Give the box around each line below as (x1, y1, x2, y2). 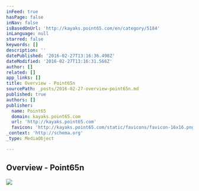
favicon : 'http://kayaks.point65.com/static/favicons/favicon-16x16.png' (11, 125, 197, 130)
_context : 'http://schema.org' (6, 130, 84, 136)
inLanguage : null (6, 31, 49, 37)
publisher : (6, 102, 33, 109)
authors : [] (6, 97, 36, 103)
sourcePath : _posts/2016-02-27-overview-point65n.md (6, 86, 139, 92)
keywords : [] (6, 42, 38, 48)
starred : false (6, 36, 44, 42)
